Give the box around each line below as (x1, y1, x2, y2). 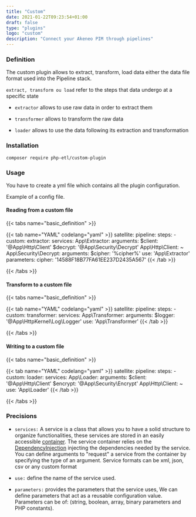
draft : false (6, 19, 38, 25)
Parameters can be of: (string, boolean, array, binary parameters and (14, 498, 181, 505)
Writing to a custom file (6, 342, 65, 350)
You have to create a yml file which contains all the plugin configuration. (6, 182, 180, 189)
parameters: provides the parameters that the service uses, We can (14, 486, 178, 493)
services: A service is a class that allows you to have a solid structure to (14, 425, 191, 432)
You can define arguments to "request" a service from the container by (14, 451, 187, 458)
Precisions (6, 412, 37, 421)
